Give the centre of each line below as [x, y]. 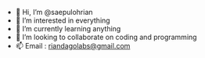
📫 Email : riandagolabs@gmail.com [73, 46]
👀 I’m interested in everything [63, 20]
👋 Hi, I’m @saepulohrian [54, 12]
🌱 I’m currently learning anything [68, 29]
